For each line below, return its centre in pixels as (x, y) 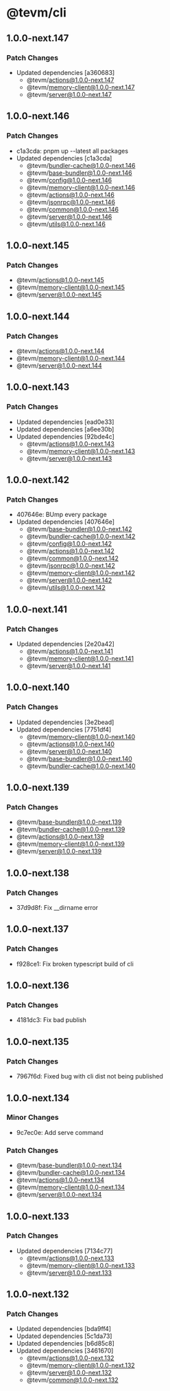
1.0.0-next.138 (38, 873)
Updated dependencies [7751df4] (64, 729)
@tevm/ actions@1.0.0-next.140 (70, 744)
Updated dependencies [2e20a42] (65, 644)
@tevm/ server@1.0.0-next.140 (69, 751)
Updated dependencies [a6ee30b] (65, 429)
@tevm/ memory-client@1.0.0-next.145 (70, 288)
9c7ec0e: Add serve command (60, 1132)
